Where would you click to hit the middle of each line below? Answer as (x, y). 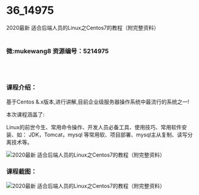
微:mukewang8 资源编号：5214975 (58, 51)
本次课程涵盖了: (25, 114)
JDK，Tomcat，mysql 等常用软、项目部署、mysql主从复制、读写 (108, 135)
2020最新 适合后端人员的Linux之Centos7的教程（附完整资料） (83, 28)
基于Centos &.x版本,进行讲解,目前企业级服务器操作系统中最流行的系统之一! (98, 102)
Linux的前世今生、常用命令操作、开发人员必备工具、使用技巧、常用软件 (94, 127)
